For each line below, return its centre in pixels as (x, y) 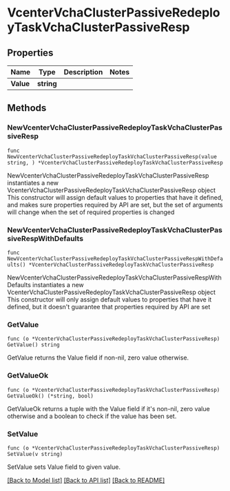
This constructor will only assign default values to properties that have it (109, 299)
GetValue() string (33, 345)
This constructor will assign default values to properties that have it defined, (115, 197)
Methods (27, 108)
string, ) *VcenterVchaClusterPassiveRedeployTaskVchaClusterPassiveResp (115, 163)
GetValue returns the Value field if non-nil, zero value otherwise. (98, 358)
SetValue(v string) (35, 454)
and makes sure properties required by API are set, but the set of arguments (115, 205)
